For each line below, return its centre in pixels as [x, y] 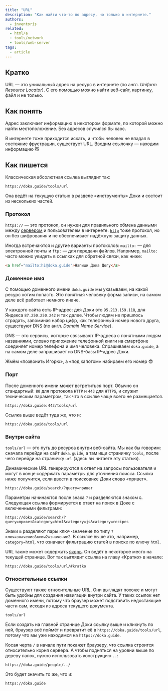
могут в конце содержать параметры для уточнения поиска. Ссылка [79, 474]
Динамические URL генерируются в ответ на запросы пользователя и [81, 468]
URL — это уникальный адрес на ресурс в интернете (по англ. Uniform [81, 85]
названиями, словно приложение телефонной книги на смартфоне [77, 341]
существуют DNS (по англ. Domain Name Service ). [59, 326]
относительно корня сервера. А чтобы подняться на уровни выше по [80, 650]
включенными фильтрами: [34, 508]
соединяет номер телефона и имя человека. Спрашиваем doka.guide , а [82, 346]
